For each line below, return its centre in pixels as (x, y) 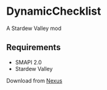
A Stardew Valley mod (34, 28)
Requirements (33, 47)
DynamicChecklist (54, 11)
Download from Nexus (34, 80)
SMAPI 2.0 (28, 62)
